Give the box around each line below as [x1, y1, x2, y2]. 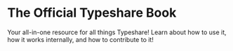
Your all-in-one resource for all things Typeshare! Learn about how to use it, [7, 28, 227, 36]
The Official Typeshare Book [7, 5, 177, 21]
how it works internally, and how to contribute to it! [7, 35, 154, 43]
